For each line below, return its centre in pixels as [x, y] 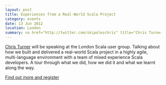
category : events [23, 19]
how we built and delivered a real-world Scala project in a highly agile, [77, 52]
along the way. [20, 68]
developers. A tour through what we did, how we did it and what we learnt [80, 63]
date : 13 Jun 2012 [24, 23]
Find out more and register [32, 77]
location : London [23, 28]
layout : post [19, 10]
